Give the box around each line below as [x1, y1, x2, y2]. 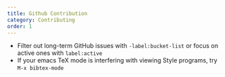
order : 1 [7, 23, 32, 30]
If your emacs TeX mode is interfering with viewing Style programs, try [17, 56, 218, 65]
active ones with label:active [17, 49, 103, 57]
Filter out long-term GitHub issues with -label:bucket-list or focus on [17, 42, 219, 50]
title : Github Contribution [7, 10, 88, 17]
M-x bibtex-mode [17, 65, 64, 72]
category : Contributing [7, 16, 76, 23]
